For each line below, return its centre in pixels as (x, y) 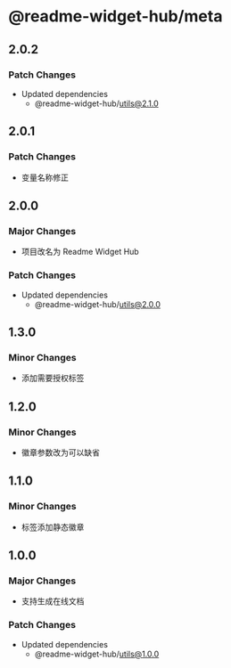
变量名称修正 (45, 177)
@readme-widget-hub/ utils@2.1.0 (96, 103)
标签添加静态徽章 (53, 526)
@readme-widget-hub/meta (115, 16)
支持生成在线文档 (53, 601)
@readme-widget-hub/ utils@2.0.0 (98, 304)
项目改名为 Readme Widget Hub (80, 252)
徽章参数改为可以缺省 (60, 452)
